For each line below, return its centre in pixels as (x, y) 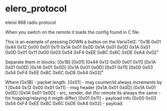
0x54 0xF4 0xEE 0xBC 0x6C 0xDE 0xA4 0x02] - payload (64, 103)
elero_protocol (36, 9)
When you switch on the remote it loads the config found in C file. (73, 32)
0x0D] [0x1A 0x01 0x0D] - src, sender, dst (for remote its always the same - (83, 93)
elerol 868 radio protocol (31, 22)
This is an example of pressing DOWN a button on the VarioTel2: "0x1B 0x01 (83, 42)
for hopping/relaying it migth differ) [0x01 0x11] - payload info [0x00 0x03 (81, 98)
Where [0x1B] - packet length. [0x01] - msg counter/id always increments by (84, 82)
